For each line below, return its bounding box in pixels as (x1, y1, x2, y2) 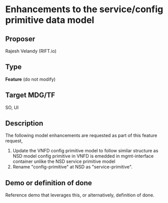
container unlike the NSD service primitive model (12, 158, 116, 164)
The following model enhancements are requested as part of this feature (5, 132, 157, 139)
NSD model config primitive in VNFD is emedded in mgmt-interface (12, 153, 154, 159)
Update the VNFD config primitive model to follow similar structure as (12, 148, 159, 154)
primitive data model (5, 14, 95, 26)
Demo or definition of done (5, 179, 93, 187)
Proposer (5, 35, 36, 43)
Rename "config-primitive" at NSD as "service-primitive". (12, 164, 133, 170)
